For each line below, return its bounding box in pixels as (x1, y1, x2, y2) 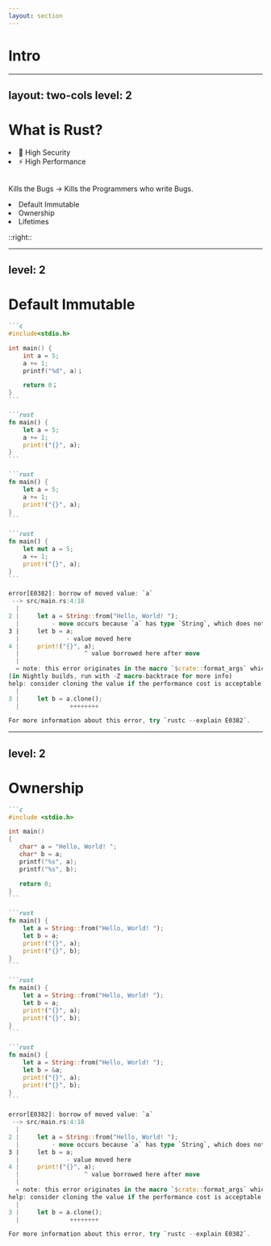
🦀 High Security (19, 147, 71, 157)
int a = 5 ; (23, 352, 60, 360)
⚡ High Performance (19, 157, 86, 166)
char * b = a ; (19, 851, 63, 859)
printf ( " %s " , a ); (19, 857, 78, 866)
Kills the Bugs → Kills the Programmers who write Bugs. (8, 183, 194, 194)
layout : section (8, 11, 63, 20)
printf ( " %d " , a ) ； (23, 366, 84, 375)
